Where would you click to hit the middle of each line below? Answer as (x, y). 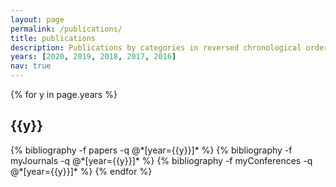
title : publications (53, 38)
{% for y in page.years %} (64, 94)
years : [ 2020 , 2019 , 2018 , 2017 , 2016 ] (93, 57)
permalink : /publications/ (66, 29)
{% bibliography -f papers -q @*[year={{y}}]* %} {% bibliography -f (151, 150)
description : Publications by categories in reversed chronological (156, 47)
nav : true (31, 66)
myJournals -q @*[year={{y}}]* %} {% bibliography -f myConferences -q (161, 160)
